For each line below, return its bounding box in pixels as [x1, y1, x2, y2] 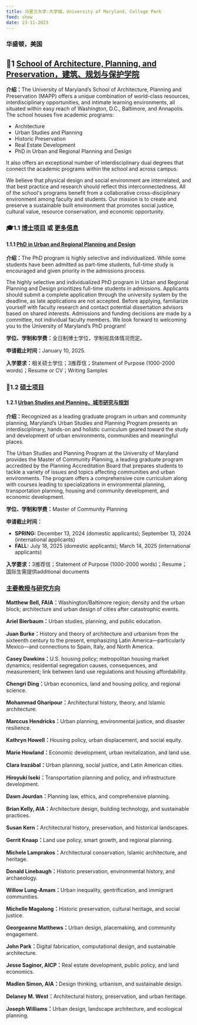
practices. [6, 811, 31, 818]
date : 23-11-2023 [6, 19, 49, 25]
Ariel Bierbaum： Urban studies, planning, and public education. [6, 617, 162, 624]
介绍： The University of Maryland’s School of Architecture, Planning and [6, 86, 182, 93]
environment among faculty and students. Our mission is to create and [6, 195, 177, 203]
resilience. [6, 724, 31, 731]
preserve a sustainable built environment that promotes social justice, [6, 202, 175, 209]
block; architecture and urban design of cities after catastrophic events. [6, 605, 180, 613]
